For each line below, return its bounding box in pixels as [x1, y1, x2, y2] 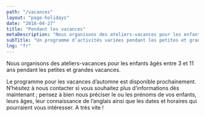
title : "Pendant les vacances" [6, 26, 86, 32]
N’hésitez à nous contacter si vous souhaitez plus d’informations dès [6, 84, 179, 91]
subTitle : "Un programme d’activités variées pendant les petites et [6, 37, 187, 43]
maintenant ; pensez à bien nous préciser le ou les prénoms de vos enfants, [6, 91, 197, 98]
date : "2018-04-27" [6, 20, 56, 26]
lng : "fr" [6, 43, 32, 49]
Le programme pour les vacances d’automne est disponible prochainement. [6, 77, 196, 85]
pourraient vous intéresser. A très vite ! [6, 104, 104, 111]
